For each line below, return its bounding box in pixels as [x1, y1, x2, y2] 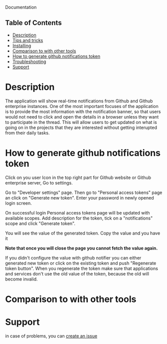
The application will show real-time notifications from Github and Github [5, 97, 153, 104]
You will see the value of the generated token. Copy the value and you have [5, 230, 161, 236]
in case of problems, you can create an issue [5, 332, 98, 339]
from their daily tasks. [5, 129, 50, 135]
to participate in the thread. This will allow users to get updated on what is [5, 119, 157, 125]
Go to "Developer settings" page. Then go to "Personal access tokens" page [5, 189, 163, 195]
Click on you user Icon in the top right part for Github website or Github [5, 174, 151, 180]
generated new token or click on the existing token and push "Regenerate [5, 260, 157, 266]
